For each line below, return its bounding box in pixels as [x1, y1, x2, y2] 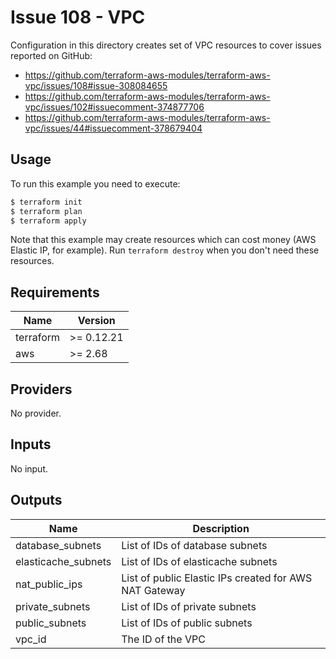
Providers [10, 381, 73, 398]
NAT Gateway [121, 583, 186, 597]
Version [77, 314, 116, 328]
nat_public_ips [15, 577, 83, 591]
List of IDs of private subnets [121, 599, 257, 613]
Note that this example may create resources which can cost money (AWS [10, 234, 317, 246]
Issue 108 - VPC [10, 6, 146, 29]
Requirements [10, 284, 100, 301]
